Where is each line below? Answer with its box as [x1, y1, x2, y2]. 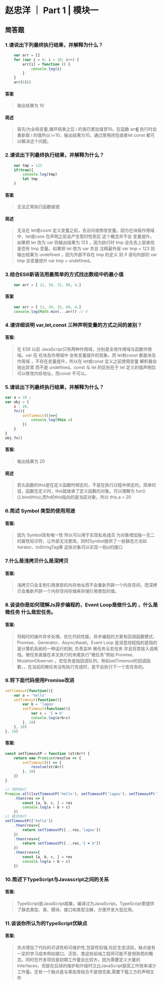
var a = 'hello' [14, 693, 47, 698]
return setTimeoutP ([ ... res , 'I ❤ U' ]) [22, 841, 101, 846]
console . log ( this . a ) [31, 418, 73, 422]
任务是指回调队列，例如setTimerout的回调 [63, 658, 147, 663]
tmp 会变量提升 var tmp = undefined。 [16, 258, 94, 264]
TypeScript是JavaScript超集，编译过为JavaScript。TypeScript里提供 [16, 901, 154, 906]
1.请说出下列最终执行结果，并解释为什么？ [5, 41, 103, 48]
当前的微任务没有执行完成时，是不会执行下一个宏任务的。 [32, 663, 147, 670]
